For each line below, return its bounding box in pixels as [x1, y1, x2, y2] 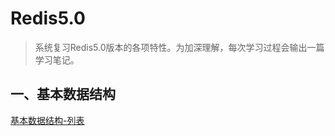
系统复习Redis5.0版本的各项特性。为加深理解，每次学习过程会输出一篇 [34, 41, 325, 53]
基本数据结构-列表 [10, 114, 85, 126]
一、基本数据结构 [10, 86, 116, 103]
